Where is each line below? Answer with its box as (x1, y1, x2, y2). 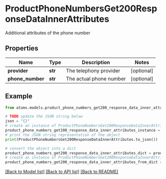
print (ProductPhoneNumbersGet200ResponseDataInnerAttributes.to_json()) (5, 137, 158, 142)
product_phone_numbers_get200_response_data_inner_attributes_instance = (5, 128, 161, 133)
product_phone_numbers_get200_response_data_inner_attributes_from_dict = (5, 160, 163, 165)
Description (82, 59, 110, 66)
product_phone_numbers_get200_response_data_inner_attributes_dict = (5, 150, 152, 156)
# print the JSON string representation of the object (5, 132, 121, 137)
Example (5, 92, 33, 100)
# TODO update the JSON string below (5, 114, 83, 119)
